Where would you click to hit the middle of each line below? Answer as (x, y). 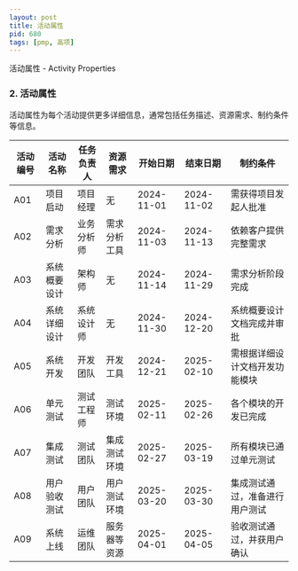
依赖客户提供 (257, 230)
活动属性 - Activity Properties (63, 68)
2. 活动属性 (33, 94)
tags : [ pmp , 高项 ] (42, 42)
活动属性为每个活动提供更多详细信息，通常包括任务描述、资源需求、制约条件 (149, 114)
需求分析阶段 (257, 273)
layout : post (33, 17)
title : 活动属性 (36, 26)
